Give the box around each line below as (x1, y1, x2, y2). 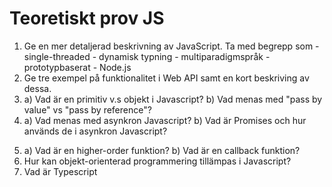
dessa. (23, 82, 52, 94)
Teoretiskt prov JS (9, 7, 165, 30)
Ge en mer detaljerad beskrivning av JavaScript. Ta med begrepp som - (23, 40, 320, 52)
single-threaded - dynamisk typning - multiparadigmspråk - (23, 50, 271, 62)
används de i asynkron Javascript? (23, 125, 168, 137)
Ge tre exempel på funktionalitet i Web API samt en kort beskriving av (23, 72, 310, 84)
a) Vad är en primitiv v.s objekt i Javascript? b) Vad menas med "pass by (23, 93, 323, 105)
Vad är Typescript (23, 165, 98, 177)
